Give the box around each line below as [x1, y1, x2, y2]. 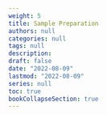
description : [8, 49, 52, 57]
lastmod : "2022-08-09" [8, 72, 84, 80]
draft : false [8, 57, 52, 66]
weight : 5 [8, 11, 42, 20]
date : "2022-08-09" [8, 65, 74, 73]
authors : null [8, 27, 56, 35]
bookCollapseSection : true [8, 95, 99, 103]
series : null [8, 79, 52, 87]
